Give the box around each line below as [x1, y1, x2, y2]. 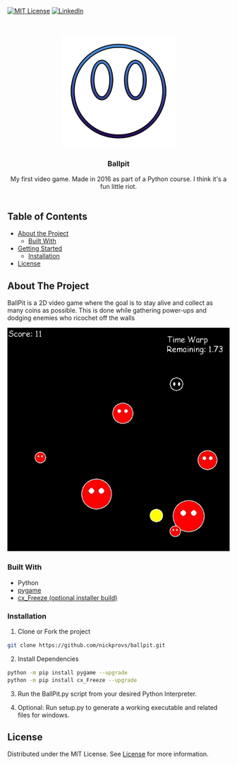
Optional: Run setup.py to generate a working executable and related [17, 703, 218, 711]
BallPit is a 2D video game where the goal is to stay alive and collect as [7, 298, 214, 307]
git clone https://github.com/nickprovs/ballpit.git [7, 641, 166, 649]
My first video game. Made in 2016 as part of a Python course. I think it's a [10, 175, 227, 183]
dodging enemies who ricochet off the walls [7, 314, 135, 322]
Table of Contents [7, 210, 88, 222]
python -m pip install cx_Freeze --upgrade [7, 677, 138, 684]
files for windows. [17, 711, 70, 719]
